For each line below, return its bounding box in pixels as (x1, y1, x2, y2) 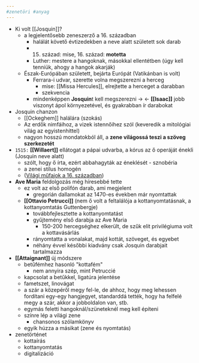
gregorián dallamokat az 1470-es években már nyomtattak (32, 190, 177, 198)
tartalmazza (32, 248, 62, 255)
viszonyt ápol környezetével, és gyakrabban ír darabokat (32, 101, 173, 108)
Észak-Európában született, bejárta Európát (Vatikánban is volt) (23, 69, 181, 77)
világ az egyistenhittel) (23, 127, 80, 134)
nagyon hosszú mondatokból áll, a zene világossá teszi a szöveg (23, 133, 186, 141)
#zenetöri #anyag (6, 8, 50, 15)
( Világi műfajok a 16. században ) (23, 171, 104, 179)
